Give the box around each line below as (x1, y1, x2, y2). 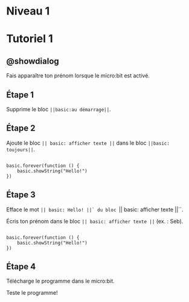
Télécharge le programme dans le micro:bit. (6, 277, 115, 285)
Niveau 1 (6, 4, 50, 18)
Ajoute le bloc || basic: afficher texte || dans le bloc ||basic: (6, 139, 170, 146)
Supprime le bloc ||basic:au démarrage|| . (6, 106, 111, 113)
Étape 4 (6, 261, 36, 272)
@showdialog (6, 56, 59, 66)
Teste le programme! (6, 289, 58, 297)
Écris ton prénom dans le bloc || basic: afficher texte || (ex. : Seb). (6, 217, 184, 225)
